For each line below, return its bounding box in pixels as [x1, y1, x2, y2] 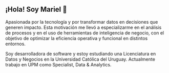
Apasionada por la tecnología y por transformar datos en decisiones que [5, 19, 158, 25]
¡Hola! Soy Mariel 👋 [5, 5, 68, 14]
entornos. [5, 41, 26, 47]
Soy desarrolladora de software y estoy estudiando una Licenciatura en [5, 50, 156, 57]
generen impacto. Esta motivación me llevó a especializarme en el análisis [5, 24, 162, 30]
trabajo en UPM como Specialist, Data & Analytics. [5, 61, 112, 67]
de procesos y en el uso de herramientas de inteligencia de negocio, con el [5, 29, 164, 36]
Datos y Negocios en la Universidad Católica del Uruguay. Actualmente [5, 56, 155, 62]
